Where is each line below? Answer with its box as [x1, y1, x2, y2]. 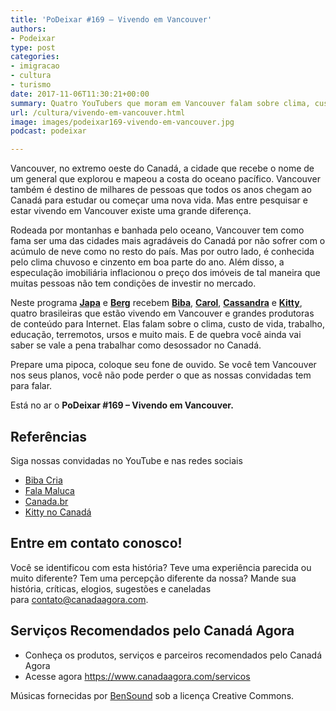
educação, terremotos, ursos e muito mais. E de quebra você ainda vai [10, 329, 302, 341]
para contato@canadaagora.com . [10, 593, 149, 605]
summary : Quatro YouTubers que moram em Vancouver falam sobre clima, [10, 98, 311, 108]
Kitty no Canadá [24, 506, 92, 518]
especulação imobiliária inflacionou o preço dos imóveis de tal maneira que [10, 267, 321, 279]
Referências [10, 428, 88, 445]
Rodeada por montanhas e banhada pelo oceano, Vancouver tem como [10, 224, 305, 236]
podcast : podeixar [10, 126, 87, 136]
